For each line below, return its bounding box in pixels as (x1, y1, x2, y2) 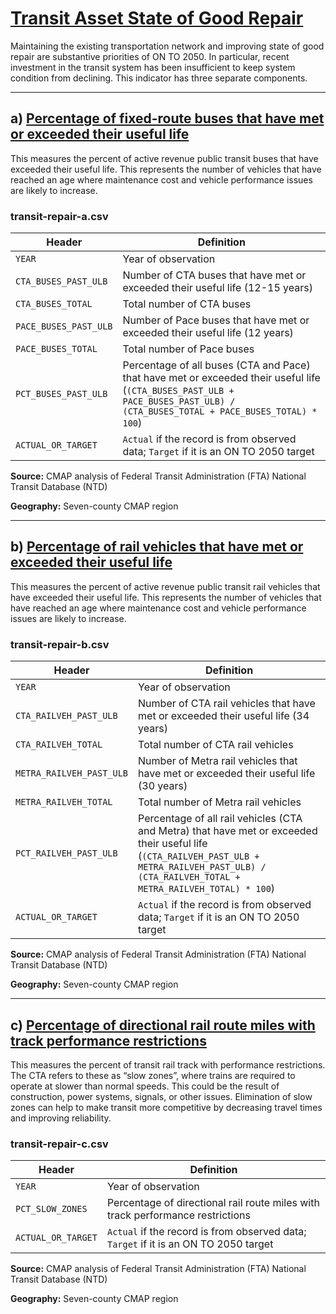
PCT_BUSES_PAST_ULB (15, 388, 108, 400)
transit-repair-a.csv (10, 209, 109, 223)
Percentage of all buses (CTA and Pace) (122, 358, 311, 372)
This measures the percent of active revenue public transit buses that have (10, 152, 319, 164)
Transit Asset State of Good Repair (10, 7, 304, 30)
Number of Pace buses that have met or (122, 313, 310, 327)
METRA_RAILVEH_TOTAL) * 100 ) (138, 882, 276, 896)
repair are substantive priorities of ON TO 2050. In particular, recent (10, 50, 290, 62)
